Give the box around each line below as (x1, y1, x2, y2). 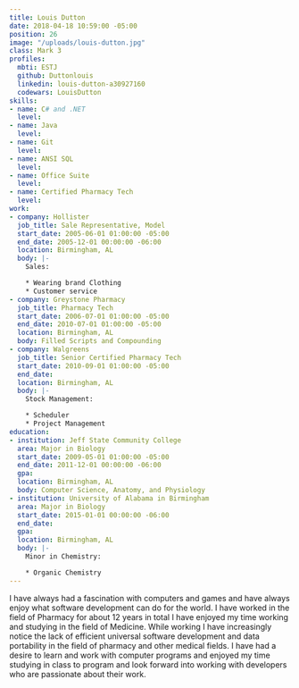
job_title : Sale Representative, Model (17, 221, 166, 230)
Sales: (25, 263, 50, 272)
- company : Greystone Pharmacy (9, 295, 126, 304)
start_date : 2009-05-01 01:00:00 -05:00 (17, 452, 170, 461)
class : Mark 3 (9, 46, 62, 55)
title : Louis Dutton (9, 13, 87, 22)
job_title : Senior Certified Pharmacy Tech (17, 353, 181, 362)
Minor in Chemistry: (25, 552, 102, 561)
